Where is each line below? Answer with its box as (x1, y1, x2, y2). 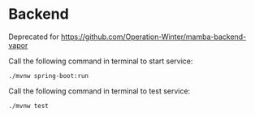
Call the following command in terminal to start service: (8, 56, 193, 66)
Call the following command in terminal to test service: (8, 86, 191, 96)
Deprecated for (8, 32, 59, 41)
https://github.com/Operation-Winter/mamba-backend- (60, 32, 247, 41)
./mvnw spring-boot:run (8, 71, 89, 80)
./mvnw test (8, 102, 49, 110)
